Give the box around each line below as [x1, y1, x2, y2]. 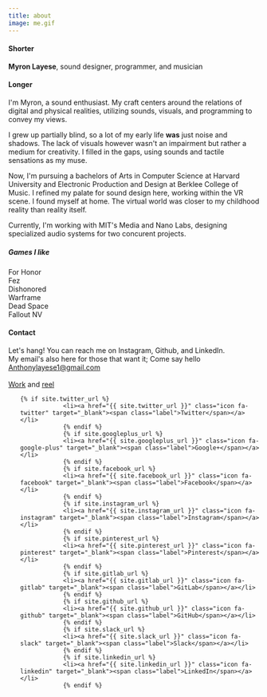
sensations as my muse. [8, 155, 88, 164]
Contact [8, 328, 36, 338]
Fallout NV [8, 309, 42, 319]
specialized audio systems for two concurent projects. [8, 228, 187, 238]
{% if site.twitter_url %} [19, 395, 110, 403]
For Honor [8, 267, 42, 276]
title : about [8, 11, 52, 20]
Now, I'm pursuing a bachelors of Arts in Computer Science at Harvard [8, 171, 241, 180]
